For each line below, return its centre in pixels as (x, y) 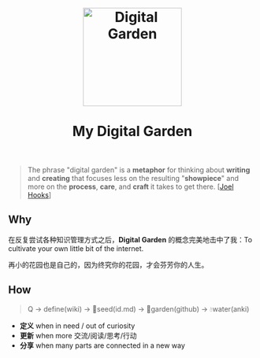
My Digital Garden (132, 131)
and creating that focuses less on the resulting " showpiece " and (133, 178)
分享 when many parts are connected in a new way (102, 345)
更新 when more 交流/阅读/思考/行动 (78, 335)
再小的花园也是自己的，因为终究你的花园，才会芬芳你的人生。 (108, 264)
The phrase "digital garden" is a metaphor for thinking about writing (139, 170)
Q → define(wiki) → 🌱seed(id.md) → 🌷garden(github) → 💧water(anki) (138, 308)
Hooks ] (39, 194)
